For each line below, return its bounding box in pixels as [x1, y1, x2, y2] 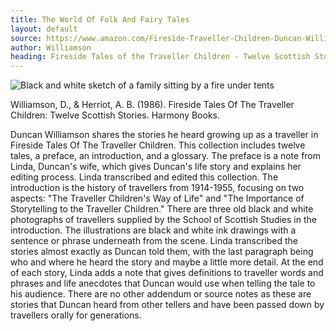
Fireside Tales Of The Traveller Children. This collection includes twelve [10, 139, 306, 151]
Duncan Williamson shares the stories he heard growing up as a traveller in [10, 129, 319, 141]
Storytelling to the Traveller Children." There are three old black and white [10, 203, 314, 215]
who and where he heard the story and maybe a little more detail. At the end [10, 256, 324, 268]
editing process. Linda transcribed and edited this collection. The [10, 171, 279, 183]
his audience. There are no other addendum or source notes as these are [10, 288, 312, 300]
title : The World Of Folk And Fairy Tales [10, 14, 190, 25]
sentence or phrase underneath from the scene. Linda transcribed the [10, 235, 298, 247]
